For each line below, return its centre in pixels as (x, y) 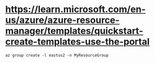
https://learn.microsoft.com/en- (75, 9)
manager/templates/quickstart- (74, 31)
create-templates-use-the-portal (77, 42)
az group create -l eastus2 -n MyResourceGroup (57, 55)
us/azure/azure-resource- (62, 20)
